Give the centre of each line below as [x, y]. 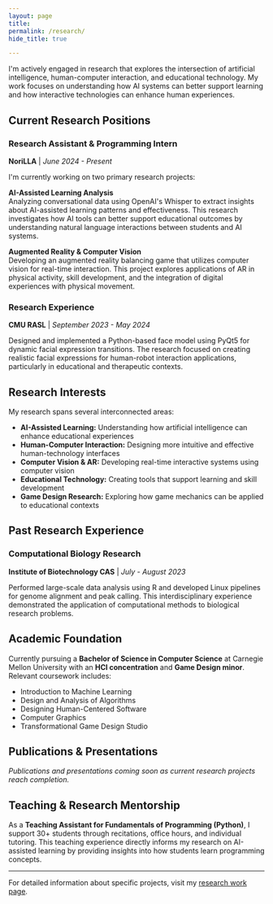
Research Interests [57, 392]
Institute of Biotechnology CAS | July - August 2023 [97, 572]
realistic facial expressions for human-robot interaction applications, [123, 358]
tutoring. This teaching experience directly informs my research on [120, 842]
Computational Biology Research [75, 554]
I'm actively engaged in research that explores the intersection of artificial [132, 69]
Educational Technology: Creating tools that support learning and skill [139, 480]
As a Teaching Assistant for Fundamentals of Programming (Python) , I [129, 825]
